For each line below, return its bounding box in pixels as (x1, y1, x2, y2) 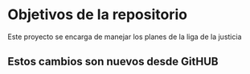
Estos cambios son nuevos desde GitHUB (7, 55, 219, 68)
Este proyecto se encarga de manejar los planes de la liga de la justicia (7, 32, 242, 41)
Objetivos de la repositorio (7, 6, 188, 24)
